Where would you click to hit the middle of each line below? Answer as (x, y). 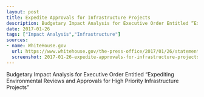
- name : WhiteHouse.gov (36, 46)
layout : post (23, 12)
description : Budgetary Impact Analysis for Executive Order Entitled (97, 23)
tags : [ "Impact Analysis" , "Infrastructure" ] (63, 35)
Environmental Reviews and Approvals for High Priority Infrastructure (93, 81)
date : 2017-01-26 (28, 29)
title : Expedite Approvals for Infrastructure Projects (78, 18)
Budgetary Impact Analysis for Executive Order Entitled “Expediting (90, 74)
